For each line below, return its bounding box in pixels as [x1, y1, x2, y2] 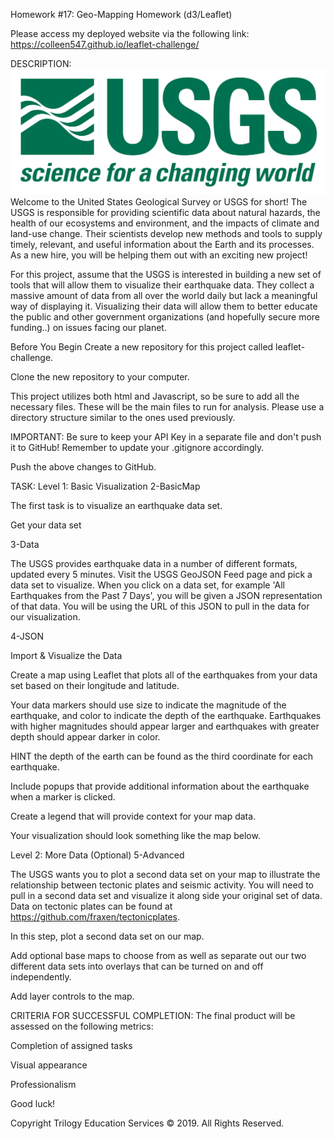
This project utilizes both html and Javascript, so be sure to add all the [10, 390, 300, 403]
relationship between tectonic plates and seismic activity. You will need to [10, 879, 314, 891]
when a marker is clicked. [10, 791, 116, 803]
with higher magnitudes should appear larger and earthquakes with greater [10, 720, 320, 733]
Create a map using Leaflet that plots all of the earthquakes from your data [10, 669, 318, 681]
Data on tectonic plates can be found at [10, 900, 173, 913]
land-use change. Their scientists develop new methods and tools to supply [10, 228, 323, 240]
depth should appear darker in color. [10, 731, 161, 743]
